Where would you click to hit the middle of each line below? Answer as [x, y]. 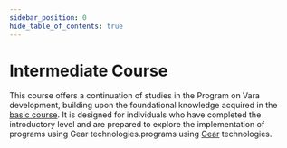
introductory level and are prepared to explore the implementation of [137, 125]
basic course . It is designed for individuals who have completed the [135, 115]
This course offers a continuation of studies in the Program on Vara [135, 96]
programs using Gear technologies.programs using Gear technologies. [141, 134]
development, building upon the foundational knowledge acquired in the [143, 106]
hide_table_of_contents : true [67, 26]
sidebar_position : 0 [48, 18]
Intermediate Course [89, 71]
